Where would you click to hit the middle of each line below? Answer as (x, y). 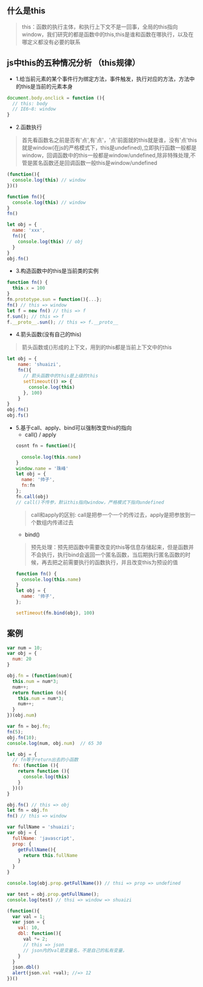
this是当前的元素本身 (47, 86)
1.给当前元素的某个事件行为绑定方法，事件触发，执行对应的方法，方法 (102, 78)
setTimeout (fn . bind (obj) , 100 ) (55, 613)
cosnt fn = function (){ (46, 446)
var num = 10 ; (25, 648)
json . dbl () (26, 968)
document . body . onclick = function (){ (56, 98)
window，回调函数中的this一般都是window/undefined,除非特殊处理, (106, 155)
